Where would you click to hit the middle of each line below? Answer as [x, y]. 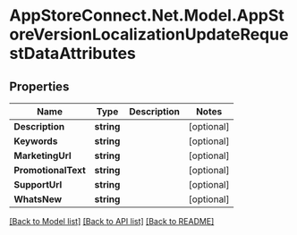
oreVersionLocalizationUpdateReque [149, 34]
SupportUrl [38, 185]
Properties [39, 86]
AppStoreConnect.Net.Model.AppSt [147, 16]
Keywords [36, 141]
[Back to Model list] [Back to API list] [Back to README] [112, 221]
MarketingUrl [42, 155]
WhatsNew [38, 199]
